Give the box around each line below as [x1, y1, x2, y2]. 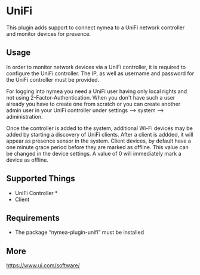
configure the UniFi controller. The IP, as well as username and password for [6, 70, 195, 77]
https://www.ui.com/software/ [6, 262, 81, 269]
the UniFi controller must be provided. [6, 76, 100, 83]
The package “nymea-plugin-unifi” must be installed [14, 228, 144, 236]
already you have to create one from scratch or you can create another [6, 100, 181, 107]
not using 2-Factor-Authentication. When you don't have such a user [6, 94, 176, 101]
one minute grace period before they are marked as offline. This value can [6, 143, 189, 150]
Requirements [6, 213, 60, 223]
